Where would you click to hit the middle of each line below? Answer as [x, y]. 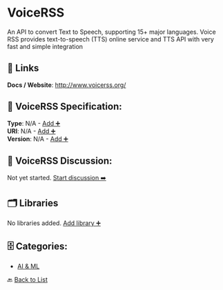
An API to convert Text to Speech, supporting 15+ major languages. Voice [111, 32]
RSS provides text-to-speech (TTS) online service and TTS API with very [110, 39]
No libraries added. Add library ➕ [54, 223]
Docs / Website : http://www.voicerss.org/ [67, 85]
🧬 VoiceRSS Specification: [65, 107]
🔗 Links [23, 68]
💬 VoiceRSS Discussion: [60, 161]
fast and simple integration [45, 46]
